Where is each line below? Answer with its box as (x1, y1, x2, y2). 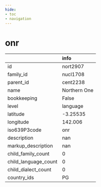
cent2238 (62, 79, 85, 86)
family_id (7, 71, 28, 78)
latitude (7, 111, 25, 118)
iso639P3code (7, 126, 42, 133)
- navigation (5, 16, 32, 21)
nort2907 (62, 63, 84, 70)
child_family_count (7, 150, 50, 157)
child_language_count (7, 158, 57, 165)
